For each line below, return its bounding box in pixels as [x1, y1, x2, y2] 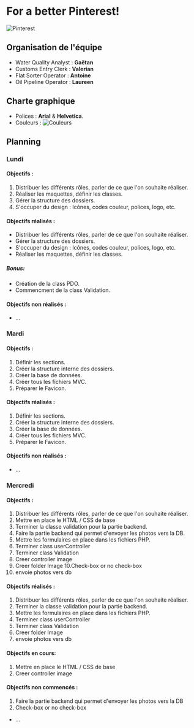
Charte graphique [6, 96, 75, 107]
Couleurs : [15, 118, 42, 126]
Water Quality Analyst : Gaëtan [15, 58, 94, 66]
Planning [6, 136, 41, 147]
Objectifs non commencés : [6, 684, 78, 691]
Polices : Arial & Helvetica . [15, 112, 84, 120]
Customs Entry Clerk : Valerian [15, 65, 94, 72]
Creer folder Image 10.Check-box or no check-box [15, 562, 143, 570]
